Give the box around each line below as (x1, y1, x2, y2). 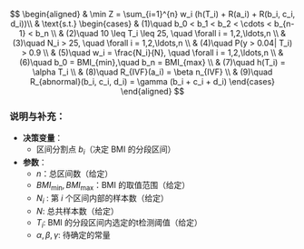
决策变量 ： (22, 133, 64, 144)
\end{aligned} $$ (120, 86, 185, 96)
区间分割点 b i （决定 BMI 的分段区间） (35, 144, 176, 157)
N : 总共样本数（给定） (35, 205, 120, 216)
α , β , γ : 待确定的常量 (35, 230, 111, 241)
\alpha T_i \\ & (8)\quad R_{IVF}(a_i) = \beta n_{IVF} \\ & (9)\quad (32, 66, 273, 77)
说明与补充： (9, 110, 66, 123)
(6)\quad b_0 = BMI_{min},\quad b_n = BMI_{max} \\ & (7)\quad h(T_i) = (19, 57, 286, 67)
